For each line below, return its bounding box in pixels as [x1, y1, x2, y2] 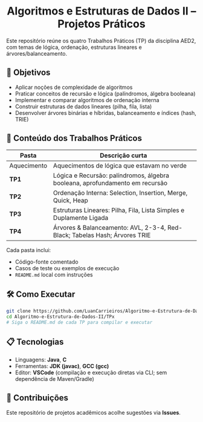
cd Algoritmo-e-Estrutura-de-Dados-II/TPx [6, 314, 115, 320]
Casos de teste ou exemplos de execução [14, 264, 120, 271]
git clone [6, 308, 31, 314]
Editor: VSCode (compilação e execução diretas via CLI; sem [14, 369, 167, 376]
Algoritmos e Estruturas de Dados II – [7, 4, 196, 18]
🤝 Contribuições [6, 393, 68, 403]
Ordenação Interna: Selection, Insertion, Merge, [53, 189, 188, 197]
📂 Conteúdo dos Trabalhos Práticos [6, 133, 142, 143]
